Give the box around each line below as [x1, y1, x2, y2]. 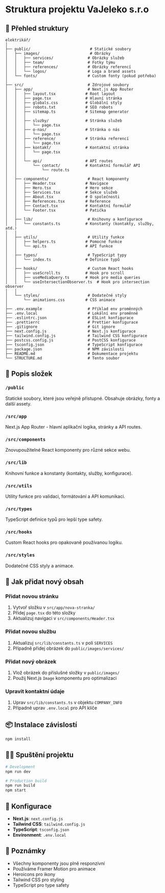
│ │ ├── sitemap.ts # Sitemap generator [5, 109, 129, 114]
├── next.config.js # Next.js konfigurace [5, 329, 136, 334]
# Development [5, 764, 36, 769]
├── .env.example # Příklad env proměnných [5, 306, 143, 311]
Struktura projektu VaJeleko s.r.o [5, 4, 149, 15]
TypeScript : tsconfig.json [12, 826, 69, 833]
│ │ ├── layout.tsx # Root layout [5, 91, 115, 96]
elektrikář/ [5, 37, 31, 42]
